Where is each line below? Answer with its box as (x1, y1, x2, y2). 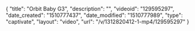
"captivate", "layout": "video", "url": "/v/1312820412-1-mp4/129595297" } (6, 18, 189, 25)
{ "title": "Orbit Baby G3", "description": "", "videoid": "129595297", (6, 5, 175, 12)
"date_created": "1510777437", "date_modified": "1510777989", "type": (6, 12, 183, 19)
